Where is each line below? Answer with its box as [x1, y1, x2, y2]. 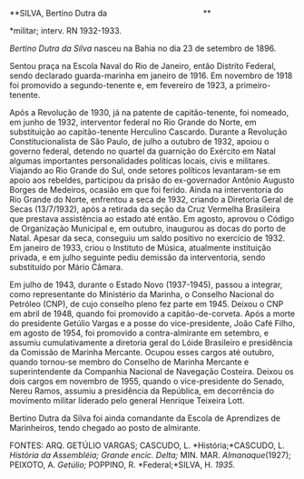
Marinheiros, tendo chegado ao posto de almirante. [9, 423, 201, 433]
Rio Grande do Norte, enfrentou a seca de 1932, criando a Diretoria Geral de [9, 195, 294, 205]
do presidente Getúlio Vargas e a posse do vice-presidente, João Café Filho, [9, 318, 296, 328]
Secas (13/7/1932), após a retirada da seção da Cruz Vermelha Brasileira [9, 204, 280, 215]
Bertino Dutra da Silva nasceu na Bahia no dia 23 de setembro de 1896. [9, 43, 277, 54]
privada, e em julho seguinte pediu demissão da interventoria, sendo [9, 252, 266, 263]
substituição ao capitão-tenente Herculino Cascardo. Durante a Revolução [9, 126, 288, 137]
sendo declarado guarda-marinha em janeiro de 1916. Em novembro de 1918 [9, 70, 293, 81]
